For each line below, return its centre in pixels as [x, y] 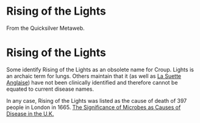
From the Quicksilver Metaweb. [45, 28]
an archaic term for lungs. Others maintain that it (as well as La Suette [94, 76]
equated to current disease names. [50, 89]
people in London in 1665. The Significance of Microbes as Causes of [94, 107]
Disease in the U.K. [30, 113]
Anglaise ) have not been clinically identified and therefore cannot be [92, 82]
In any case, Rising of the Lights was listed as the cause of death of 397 [97, 100]
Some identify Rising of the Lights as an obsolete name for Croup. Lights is [100, 69]
